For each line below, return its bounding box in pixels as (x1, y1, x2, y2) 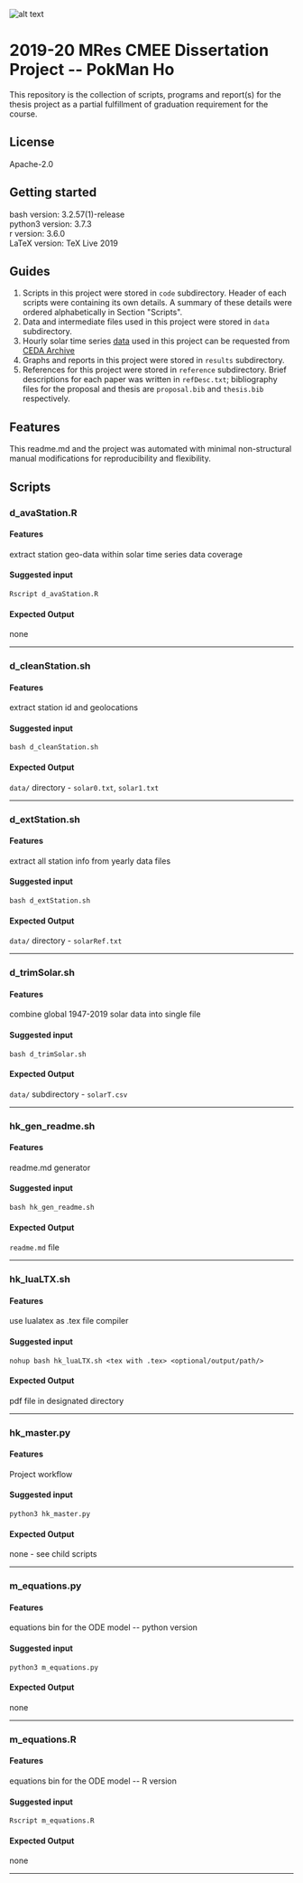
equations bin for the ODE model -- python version (9, 1622, 198, 1633)
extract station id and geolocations (9, 702, 138, 713)
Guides (9, 263, 51, 279)
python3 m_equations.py (9, 1663, 99, 1672)
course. (9, 108, 38, 119)
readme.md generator (9, 1162, 91, 1173)
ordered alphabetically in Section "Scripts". (22, 307, 183, 318)
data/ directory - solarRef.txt (9, 935, 123, 946)
